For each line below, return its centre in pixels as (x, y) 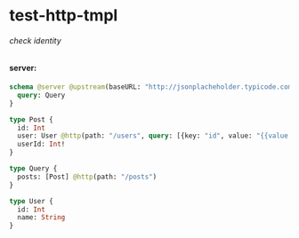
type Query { (33, 169)
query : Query (41, 95)
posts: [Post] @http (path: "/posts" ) (87, 177)
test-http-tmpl (64, 16)
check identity (36, 40)
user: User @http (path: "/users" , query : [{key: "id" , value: (135, 136)
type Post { (31, 119)
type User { (31, 201)
